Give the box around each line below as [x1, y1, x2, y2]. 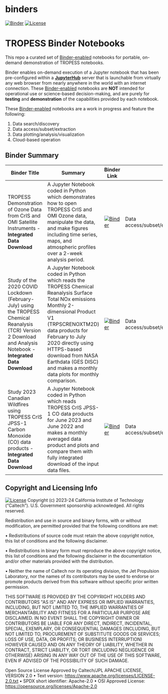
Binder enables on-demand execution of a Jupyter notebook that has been [5, 69, 159, 75]
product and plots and [47, 441, 99, 448]
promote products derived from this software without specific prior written [5, 578, 158, 585]
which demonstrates [47, 193, 95, 200]
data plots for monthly [47, 371, 99, 378]
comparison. [47, 377, 77, 384]
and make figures [47, 225, 88, 232]
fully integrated [47, 454, 83, 461]
